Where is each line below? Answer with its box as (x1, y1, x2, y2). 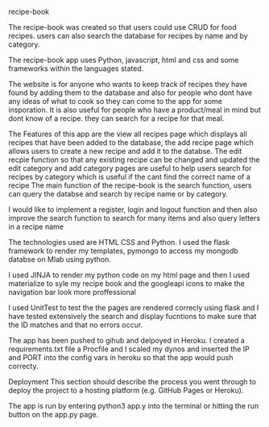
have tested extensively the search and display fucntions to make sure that (8, 312, 257, 321)
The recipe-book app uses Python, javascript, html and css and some (8, 56, 239, 64)
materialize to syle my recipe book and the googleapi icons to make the (8, 279, 246, 288)
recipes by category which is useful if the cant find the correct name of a (8, 172, 251, 181)
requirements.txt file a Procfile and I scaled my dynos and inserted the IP (8, 344, 250, 354)
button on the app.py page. (8, 410, 99, 419)
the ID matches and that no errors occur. (8, 320, 143, 330)
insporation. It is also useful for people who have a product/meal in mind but (8, 105, 262, 114)
